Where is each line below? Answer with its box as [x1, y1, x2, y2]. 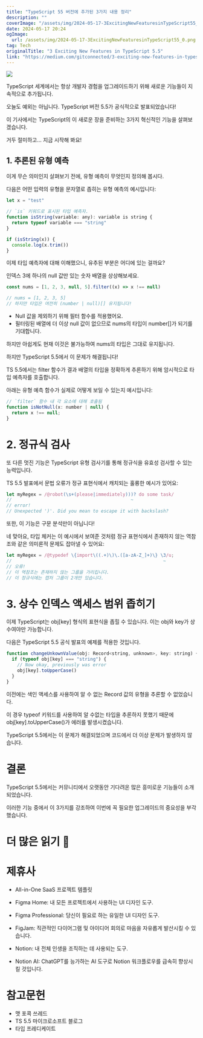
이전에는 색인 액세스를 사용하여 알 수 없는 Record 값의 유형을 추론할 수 [6, 690, 172, 698]
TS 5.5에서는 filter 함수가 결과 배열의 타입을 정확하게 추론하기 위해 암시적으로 [6, 366, 188, 374]
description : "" [6, 15, 47, 21]
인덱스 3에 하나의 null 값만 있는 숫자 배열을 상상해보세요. [6, 272, 139, 279]
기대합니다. [14, 328, 42, 335]
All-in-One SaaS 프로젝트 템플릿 [14, 886, 92, 893]
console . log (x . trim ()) [11, 242, 69, 248]
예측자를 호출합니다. [12, 374, 60, 381]
